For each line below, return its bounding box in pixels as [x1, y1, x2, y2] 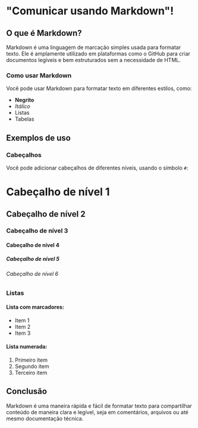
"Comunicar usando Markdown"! [6, 4, 174, 18]
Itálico [14, 103, 31, 110]
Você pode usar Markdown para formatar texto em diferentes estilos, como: [6, 85, 192, 92]
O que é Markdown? [6, 28, 82, 38]
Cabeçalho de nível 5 [6, 255, 59, 262]
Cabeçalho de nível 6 [6, 270, 58, 278]
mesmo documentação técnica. [6, 415, 84, 422]
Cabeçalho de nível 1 [6, 185, 110, 199]
